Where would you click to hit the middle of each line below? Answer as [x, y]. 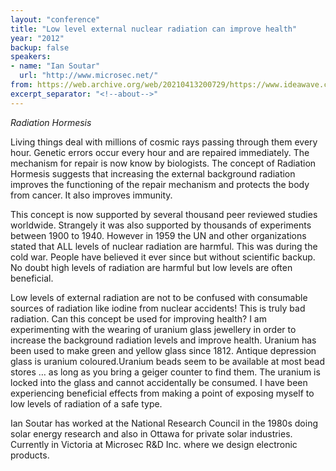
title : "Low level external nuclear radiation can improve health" [154, 29]
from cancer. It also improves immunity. [91, 195]
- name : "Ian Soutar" [55, 66]
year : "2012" [37, 38]
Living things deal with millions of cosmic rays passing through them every [164, 142]
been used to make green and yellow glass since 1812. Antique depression [163, 350]
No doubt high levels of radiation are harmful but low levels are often [151, 267]
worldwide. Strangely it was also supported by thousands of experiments [161, 225]
